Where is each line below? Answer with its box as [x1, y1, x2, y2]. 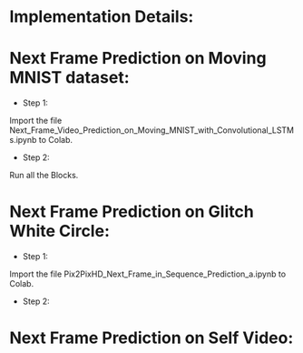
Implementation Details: [9, 6, 194, 27]
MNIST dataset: [9, 67, 130, 88]
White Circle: [9, 221, 111, 242]
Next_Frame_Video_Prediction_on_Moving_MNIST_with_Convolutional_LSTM [9, 125, 295, 136]
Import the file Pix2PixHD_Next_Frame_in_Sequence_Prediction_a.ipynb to [9, 268, 287, 279]
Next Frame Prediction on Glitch [9, 202, 254, 222]
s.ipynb [9, 135, 37, 146]
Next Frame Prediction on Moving [9, 48, 267, 69]
